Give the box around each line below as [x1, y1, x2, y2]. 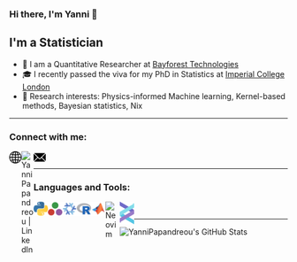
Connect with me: [9, 130, 88, 143]
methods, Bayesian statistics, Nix [21, 100, 143, 111]
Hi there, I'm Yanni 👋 [9, 8, 98, 20]
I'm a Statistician [9, 35, 103, 50]
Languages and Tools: [34, 181, 131, 193]
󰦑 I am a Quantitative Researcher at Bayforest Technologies [21, 58, 239, 69]
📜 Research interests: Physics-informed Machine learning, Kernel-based [21, 90, 286, 101]
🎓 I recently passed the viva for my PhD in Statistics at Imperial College [21, 68, 286, 79]
